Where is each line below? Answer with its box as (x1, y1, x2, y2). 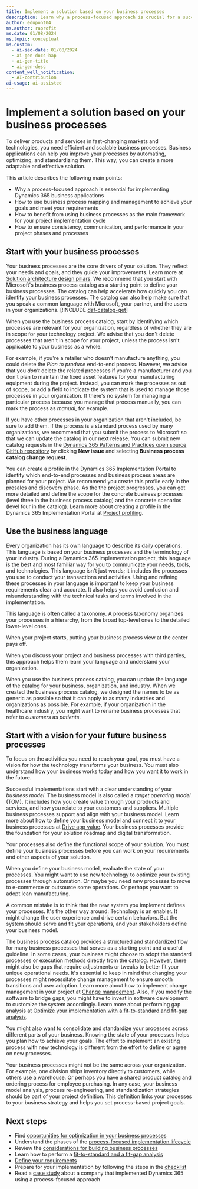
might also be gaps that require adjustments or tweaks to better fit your (6, 963, 179, 970)
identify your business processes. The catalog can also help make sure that (6, 294, 190, 301)
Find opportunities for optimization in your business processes (14, 1132, 167, 1139)
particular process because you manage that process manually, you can (6, 398, 181, 405)
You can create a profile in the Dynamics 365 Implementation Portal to (6, 465, 177, 472)
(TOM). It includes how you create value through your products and (6, 798, 170, 805)
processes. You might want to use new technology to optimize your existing (6, 871, 190, 878)
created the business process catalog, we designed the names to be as (6, 688, 180, 695)
